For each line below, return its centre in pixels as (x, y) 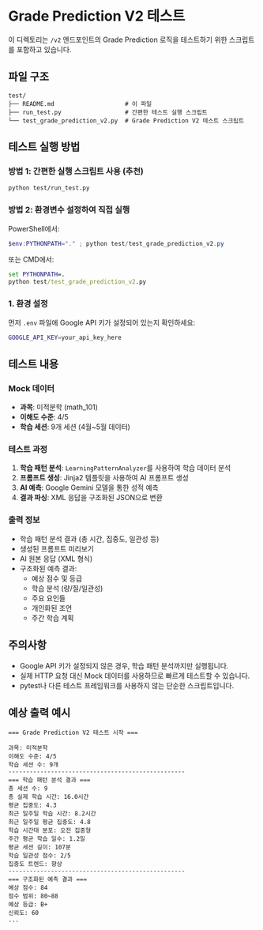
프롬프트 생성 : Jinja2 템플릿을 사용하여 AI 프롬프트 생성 (104, 478)
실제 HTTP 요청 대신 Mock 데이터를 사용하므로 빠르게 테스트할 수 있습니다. (135, 676)
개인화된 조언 (52, 608)
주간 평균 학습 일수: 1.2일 (47, 839)
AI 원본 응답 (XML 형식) (56, 559)
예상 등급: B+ (28, 905)
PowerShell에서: (34, 228)
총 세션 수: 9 (28, 789)
